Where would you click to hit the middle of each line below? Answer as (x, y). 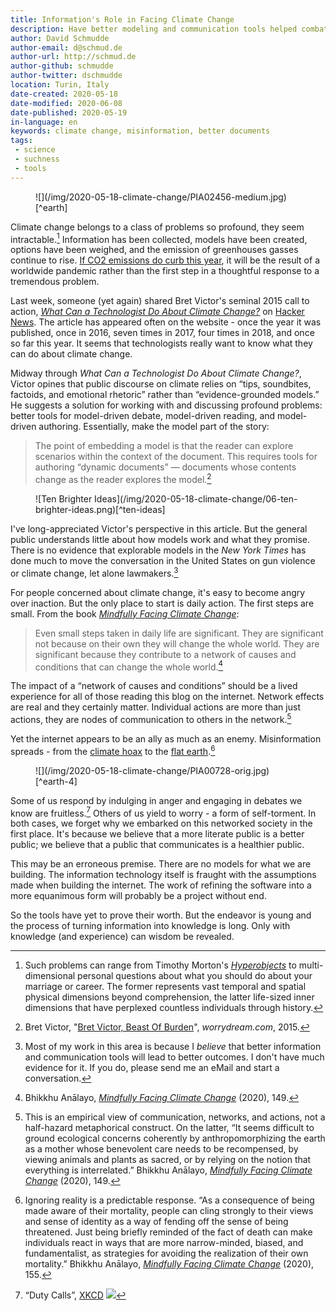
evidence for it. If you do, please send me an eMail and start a (152, 1068)
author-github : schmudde (62, 66)
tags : (21, 141)
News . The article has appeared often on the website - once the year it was (166, 322)
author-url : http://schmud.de (73, 57)
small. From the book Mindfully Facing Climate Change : (125, 613)
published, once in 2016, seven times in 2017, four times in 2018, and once (162, 333)
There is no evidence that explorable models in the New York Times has (158, 550)
